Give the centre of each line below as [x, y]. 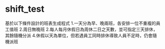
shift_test [25, 9]
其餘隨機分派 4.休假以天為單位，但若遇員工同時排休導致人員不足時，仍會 [79, 35]
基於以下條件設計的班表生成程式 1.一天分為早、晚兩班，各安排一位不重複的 [81, 23]
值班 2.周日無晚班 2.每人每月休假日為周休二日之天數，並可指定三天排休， [83, 29]
